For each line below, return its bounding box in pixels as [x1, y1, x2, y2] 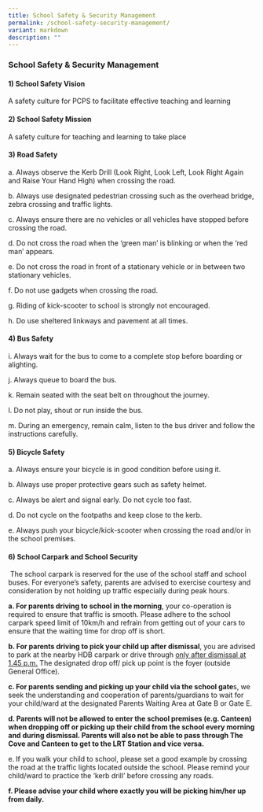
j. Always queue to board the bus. [8, 375, 117, 384]
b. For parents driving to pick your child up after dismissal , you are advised [8, 642, 256, 651]
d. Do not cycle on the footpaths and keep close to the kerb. [8, 511, 203, 520]
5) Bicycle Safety [8, 447, 65, 456]
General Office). [8, 666, 60, 677]
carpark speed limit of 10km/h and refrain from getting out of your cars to [8, 618, 246, 628]
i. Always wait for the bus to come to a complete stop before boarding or [8, 351, 243, 360]
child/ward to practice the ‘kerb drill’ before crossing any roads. [8, 771, 214, 781]
